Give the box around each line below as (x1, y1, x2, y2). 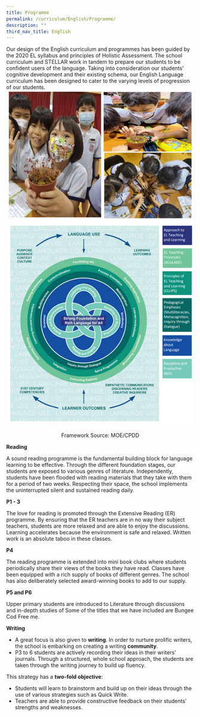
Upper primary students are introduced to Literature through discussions (6, 600, 185, 607)
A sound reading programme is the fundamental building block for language (6, 454, 193, 462)
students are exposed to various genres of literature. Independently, (6, 467, 174, 475)
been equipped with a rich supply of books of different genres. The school (6, 571, 189, 578)
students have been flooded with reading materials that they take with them (6, 473, 192, 481)
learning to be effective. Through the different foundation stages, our (6, 461, 176, 468)
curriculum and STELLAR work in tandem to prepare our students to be (6, 59, 181, 66)
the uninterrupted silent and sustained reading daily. (6, 487, 134, 494)
